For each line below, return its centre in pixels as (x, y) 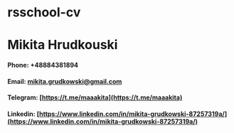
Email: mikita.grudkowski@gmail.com (65, 81)
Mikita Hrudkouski (63, 45)
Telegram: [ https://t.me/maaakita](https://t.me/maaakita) (95, 97)
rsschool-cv (44, 12)
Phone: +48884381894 (43, 65)
